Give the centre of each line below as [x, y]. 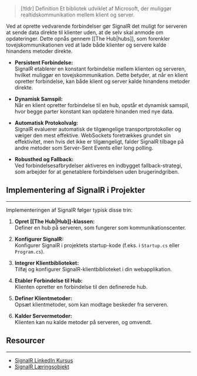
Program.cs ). [30, 251]
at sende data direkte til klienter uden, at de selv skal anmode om [85, 32]
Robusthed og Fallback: [44, 159]
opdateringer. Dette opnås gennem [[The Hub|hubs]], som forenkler [88, 39]
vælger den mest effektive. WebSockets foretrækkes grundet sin [93, 135]
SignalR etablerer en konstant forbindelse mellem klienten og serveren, [100, 69]
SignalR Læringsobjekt [42, 367]
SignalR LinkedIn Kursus [44, 360]
